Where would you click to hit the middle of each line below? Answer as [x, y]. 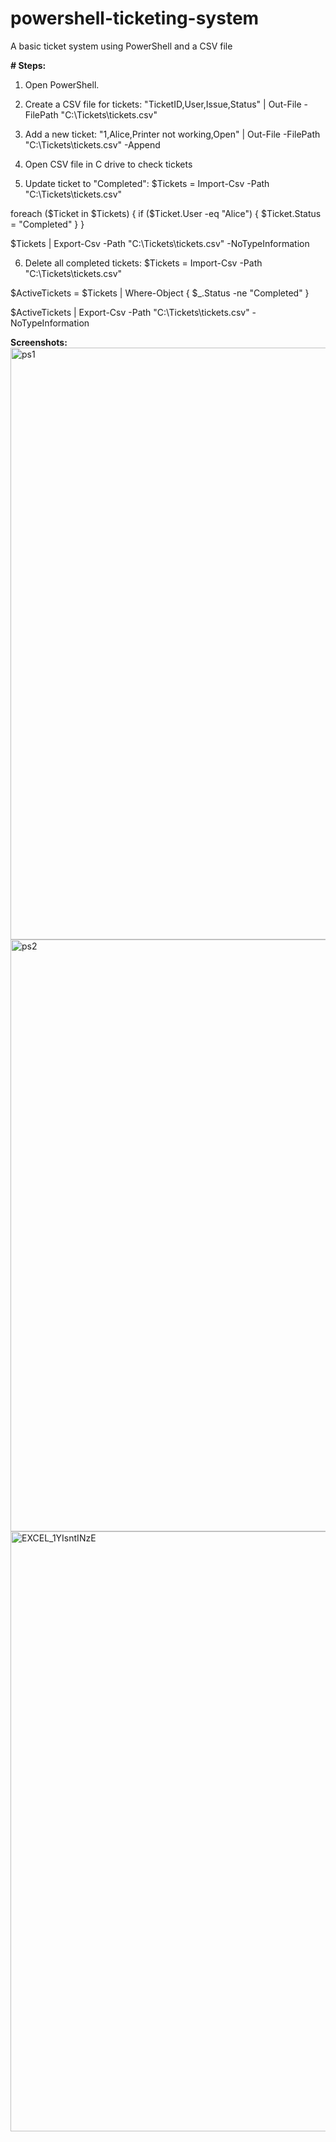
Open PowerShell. [62, 84]
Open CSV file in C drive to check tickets [108, 164]
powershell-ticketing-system [135, 18]
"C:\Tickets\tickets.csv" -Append [92, 144]
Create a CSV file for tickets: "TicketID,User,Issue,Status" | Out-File [163, 104]
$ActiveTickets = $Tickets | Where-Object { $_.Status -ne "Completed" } [160, 293]
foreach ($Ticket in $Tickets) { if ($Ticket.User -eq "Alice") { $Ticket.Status [166, 213]
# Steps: [28, 65]
